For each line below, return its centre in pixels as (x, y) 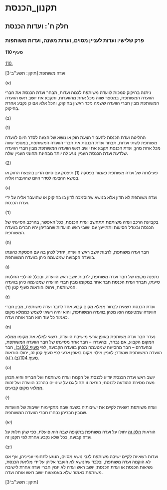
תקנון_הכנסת (31, 8)
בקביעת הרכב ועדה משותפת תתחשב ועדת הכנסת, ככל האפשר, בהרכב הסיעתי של (82, 222)
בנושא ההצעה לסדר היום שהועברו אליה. (42, 178)
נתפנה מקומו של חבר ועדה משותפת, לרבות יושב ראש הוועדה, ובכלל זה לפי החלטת (82, 276)
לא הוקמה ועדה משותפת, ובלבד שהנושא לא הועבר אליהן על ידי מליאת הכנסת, (78, 462)
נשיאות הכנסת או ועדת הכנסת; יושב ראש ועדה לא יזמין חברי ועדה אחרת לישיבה (79, 467)
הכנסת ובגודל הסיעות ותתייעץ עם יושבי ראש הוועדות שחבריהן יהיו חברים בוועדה (80, 227)
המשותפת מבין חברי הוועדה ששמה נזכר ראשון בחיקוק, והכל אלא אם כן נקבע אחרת (82, 103)
